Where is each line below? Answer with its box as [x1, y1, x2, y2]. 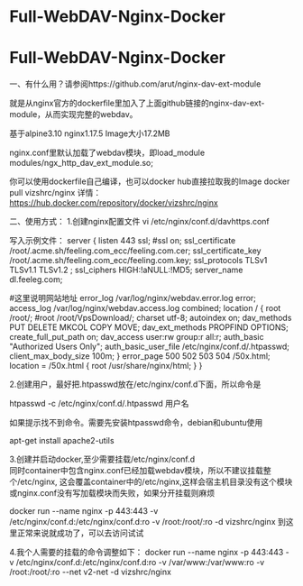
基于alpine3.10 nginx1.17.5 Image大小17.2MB [9, 128, 170, 139]
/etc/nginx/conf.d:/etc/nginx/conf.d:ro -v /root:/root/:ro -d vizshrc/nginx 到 [9, 517, 286, 527]
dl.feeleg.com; [9, 274, 63, 285]
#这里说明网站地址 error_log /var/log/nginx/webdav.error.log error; [9, 293, 257, 304]
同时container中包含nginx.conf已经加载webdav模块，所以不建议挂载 [9, 465, 264, 476]
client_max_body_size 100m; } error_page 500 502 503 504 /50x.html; [9, 351, 271, 362]
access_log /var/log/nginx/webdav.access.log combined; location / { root [9, 303, 281, 314]
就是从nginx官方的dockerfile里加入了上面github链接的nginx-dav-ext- [9, 97, 265, 109]
